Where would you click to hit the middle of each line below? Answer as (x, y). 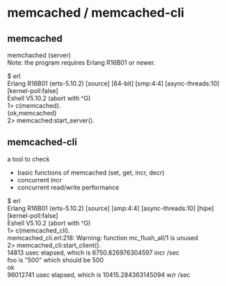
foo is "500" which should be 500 (56, 260)
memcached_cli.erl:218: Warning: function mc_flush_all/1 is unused (103, 237)
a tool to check (29, 159)
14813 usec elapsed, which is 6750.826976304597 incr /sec (93, 253)
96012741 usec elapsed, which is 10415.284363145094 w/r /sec (99, 275)
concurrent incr (40, 180)
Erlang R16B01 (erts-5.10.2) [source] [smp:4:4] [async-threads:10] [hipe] (111, 208)
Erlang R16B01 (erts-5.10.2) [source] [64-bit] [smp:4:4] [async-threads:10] (113, 84)
